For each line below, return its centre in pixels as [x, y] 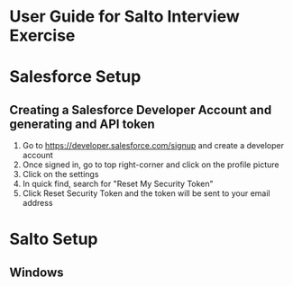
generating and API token [82, 124]
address [37, 203]
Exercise [42, 36]
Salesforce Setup [75, 77]
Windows [37, 272]
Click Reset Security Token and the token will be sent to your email [146, 193]
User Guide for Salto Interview [125, 17]
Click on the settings [60, 174]
